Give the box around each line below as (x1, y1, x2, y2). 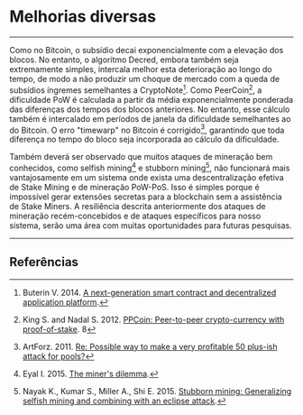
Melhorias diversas (9, 6, 156, 27)
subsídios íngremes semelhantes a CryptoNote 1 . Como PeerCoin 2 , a (9, 83, 262, 96)
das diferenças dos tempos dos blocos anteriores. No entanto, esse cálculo (9, 104, 290, 115)
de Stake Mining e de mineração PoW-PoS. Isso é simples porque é (9, 181, 260, 192)
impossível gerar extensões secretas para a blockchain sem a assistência (9, 191, 282, 202)
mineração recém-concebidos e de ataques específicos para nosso (9, 210, 262, 221)
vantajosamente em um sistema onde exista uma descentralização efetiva (9, 171, 284, 182)
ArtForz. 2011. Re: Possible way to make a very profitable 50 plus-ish (22, 341, 278, 352)
